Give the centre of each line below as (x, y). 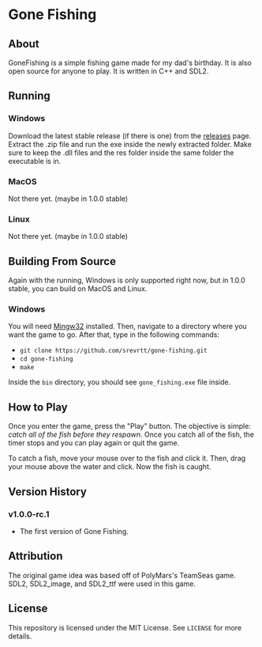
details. (20, 636)
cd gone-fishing (46, 359)
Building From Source (62, 261)
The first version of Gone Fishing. (74, 531)
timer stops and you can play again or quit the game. (94, 443)
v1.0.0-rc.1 (29, 514)
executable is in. (35, 161)
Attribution (36, 556)
